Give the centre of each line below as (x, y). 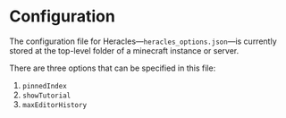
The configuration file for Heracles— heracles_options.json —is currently (143, 41)
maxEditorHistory (55, 105)
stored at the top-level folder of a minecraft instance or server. (124, 50)
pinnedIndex (44, 86)
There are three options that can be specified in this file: (113, 68)
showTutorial (46, 96)
